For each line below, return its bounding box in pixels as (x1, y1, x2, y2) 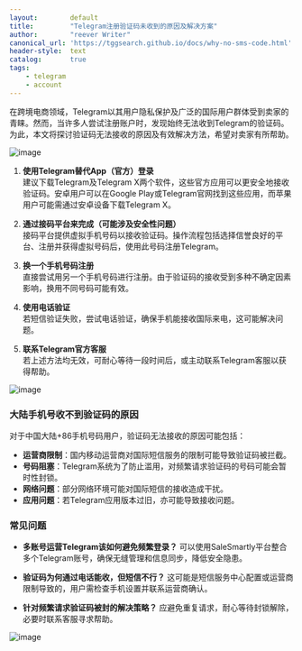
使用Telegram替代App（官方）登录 (22, 165, 154, 176)
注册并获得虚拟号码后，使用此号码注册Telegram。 (38, 241, 224, 252)
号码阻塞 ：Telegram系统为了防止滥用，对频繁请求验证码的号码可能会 (22, 461, 279, 472)
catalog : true (9, 55, 87, 64)
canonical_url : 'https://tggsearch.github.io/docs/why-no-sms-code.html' (9, 38, 293, 48)
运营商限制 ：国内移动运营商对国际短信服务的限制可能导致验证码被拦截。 (22, 449, 291, 460)
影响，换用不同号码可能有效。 (22, 282, 133, 293)
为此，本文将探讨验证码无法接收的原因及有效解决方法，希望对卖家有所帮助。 (9, 128, 294, 140)
